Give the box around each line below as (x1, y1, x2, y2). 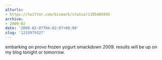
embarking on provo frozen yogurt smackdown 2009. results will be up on (5, 44, 158, 50)
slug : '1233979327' (5, 30, 46, 35)
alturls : (5, 7, 23, 12)
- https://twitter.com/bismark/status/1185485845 (5, 12, 111, 17)
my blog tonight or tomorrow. (5, 49, 65, 55)
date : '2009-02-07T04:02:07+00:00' (5, 26, 79, 31)
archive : (5, 16, 23, 21)
